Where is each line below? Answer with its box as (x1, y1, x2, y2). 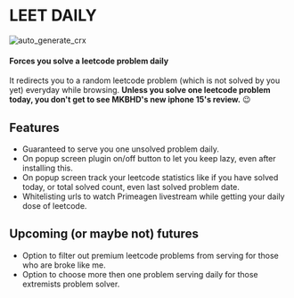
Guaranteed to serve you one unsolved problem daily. (21, 144, 220, 154)
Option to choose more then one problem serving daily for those (21, 269, 258, 279)
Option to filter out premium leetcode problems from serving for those (21, 250, 279, 261)
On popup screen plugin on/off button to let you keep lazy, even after (21, 153, 276, 163)
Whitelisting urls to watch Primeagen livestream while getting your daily (21, 191, 285, 202)
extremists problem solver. (21, 278, 120, 289)
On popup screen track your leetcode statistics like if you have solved (21, 171, 279, 183)
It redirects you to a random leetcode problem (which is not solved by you (9, 75, 281, 86)
